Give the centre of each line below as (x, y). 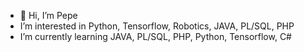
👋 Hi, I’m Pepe (48, 15)
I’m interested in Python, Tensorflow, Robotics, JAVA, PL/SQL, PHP (157, 26)
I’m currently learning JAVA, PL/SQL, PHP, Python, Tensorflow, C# (155, 36)
